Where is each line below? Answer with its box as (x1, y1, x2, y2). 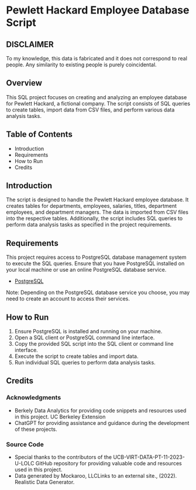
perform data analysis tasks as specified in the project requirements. (6, 221, 172, 228)
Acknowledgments (6, 394, 61, 402)
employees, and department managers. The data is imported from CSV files (6, 209, 189, 216)
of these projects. (14, 425, 57, 432)
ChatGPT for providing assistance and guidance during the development (14, 419, 190, 426)
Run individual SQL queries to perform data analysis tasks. (14, 359, 156, 366)
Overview (6, 78, 43, 88)
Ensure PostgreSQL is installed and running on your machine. (14, 328, 163, 335)
